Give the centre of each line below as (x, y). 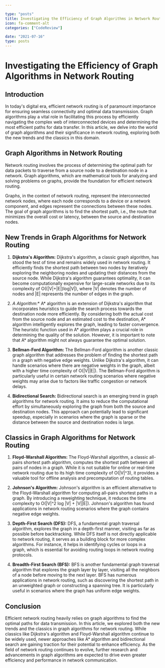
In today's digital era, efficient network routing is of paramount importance (81, 106)
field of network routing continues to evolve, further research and (71, 650)
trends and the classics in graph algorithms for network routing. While (76, 629)
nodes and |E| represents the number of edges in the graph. (73, 294)
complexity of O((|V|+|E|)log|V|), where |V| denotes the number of (79, 288)
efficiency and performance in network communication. (61, 660)
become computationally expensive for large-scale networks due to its (84, 283)
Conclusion (23, 606)
